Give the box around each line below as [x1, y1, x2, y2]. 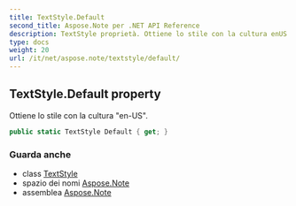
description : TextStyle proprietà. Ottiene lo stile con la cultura [9, 29, 268, 38]
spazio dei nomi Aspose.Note [21, 178, 130, 188]
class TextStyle [21, 168, 78, 179]
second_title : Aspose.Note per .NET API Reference [9, 21, 200, 30]
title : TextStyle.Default [9, 12, 105, 22]
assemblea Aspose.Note [21, 187, 113, 197]
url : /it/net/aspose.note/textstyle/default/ [9, 54, 180, 63]
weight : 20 [9, 46, 50, 55]
